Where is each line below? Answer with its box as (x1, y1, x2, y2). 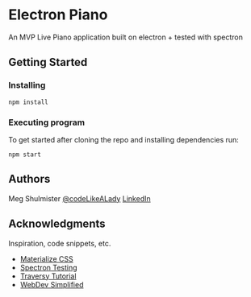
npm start (8, 151, 42, 159)
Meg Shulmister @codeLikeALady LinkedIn (8, 193, 151, 203)
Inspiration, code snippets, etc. (8, 238, 111, 248)
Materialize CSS (19, 254, 74, 263)
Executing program (8, 117, 86, 128)
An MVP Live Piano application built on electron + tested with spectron (8, 32, 244, 42)
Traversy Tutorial (19, 271, 77, 281)
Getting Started (8, 56, 88, 69)
